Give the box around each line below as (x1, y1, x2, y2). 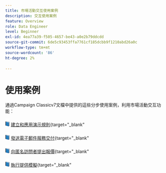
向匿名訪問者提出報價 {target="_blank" (10, 148, 89, 154)
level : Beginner (5, 29, 39, 34)
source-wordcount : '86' (5, 50, 55, 55)
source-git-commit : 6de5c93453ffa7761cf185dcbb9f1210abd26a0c (5, 40, 137, 45)
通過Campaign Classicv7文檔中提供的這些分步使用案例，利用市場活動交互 (5, 102, 157, 108)
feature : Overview (5, 18, 43, 23)
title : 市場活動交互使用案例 (5, 8, 58, 13)
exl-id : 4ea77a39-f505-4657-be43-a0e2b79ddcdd (5, 34, 104, 39)
